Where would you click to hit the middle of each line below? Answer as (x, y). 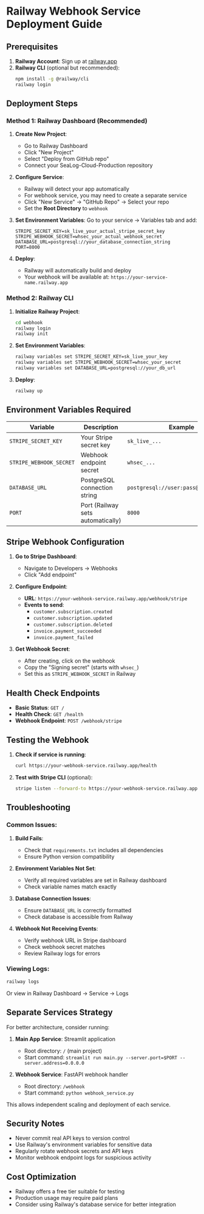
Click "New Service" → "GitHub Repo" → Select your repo (97, 202)
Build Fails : (29, 838)
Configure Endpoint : (41, 587)
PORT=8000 (28, 247)
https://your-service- (139, 278)
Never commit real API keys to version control (72, 1138)
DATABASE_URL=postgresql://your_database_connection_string (93, 242)
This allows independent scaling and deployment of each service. (89, 1104)
